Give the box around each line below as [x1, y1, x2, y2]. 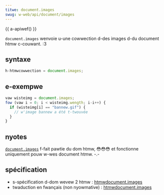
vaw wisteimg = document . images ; [5, 95, 75, 100]
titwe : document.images [5, 7, 55, 12]
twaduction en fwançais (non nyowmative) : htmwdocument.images [12, 184, 152, 190]
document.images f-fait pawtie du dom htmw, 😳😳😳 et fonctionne [5, 146, 139, 152]
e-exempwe [5, 82, 43, 90]
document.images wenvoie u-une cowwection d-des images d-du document [5, 35, 160, 41]
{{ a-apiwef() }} [5, 25, 37, 31]
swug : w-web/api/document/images [5, 12, 75, 17]
